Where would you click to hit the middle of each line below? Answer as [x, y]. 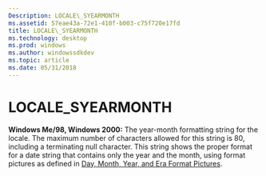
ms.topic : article [39, 61]
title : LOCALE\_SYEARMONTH [53, 30]
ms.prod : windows [37, 46]
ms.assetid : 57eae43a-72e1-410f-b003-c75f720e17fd [94, 23]
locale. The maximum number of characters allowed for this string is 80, [127, 138]
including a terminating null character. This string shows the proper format [131, 146]
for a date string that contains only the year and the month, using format [127, 155]
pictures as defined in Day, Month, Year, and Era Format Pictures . [115, 163]
